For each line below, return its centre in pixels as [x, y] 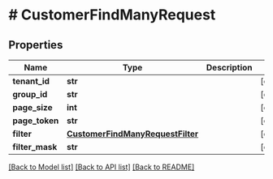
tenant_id [31, 81]
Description [229, 68]
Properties [36, 45]
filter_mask [35, 147]
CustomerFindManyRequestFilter [132, 134]
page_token [36, 121]
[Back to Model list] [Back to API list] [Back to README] [102, 167]
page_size [32, 107]
